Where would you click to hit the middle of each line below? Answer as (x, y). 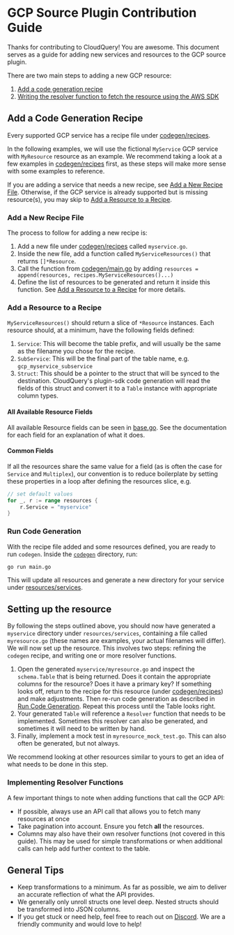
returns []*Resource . (47, 261)
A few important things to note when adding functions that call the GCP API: (116, 797)
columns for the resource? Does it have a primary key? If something (115, 684)
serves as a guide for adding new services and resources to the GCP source (117, 55)
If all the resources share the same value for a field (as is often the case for (115, 466)
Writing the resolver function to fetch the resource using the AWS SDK (118, 96)
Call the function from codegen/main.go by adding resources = (108, 269)
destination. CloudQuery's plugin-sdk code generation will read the (114, 381)
